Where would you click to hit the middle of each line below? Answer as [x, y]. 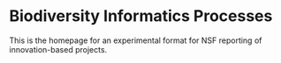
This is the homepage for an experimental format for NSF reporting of [136, 40]
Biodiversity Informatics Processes [141, 16]
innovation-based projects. [58, 49]
